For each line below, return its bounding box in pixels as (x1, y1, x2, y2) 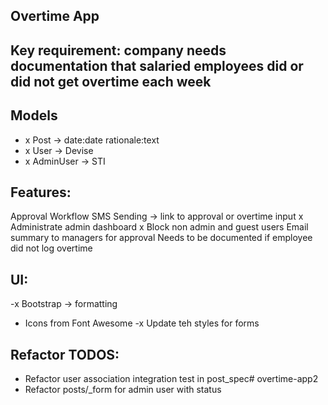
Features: (10, 184, 72, 201)
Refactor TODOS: (10, 346, 120, 363)
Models (10, 107, 58, 124)
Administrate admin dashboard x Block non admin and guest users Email (10, 221, 309, 233)
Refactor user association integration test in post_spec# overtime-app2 (24, 373, 319, 385)
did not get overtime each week (10, 73, 212, 90)
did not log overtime (10, 242, 93, 254)
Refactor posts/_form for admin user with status (24, 384, 222, 396)
